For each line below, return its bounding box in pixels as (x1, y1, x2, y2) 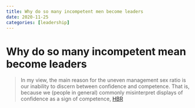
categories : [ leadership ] (6, 19, 70, 25)
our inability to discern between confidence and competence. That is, (20, 83, 190, 90)
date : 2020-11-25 (6, 14, 49, 20)
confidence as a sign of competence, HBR (20, 95, 124, 103)
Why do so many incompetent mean (6, 45, 187, 58)
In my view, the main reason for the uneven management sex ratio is (20, 77, 187, 84)
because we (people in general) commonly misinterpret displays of (20, 89, 183, 96)
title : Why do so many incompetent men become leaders (6, 8, 144, 15)
